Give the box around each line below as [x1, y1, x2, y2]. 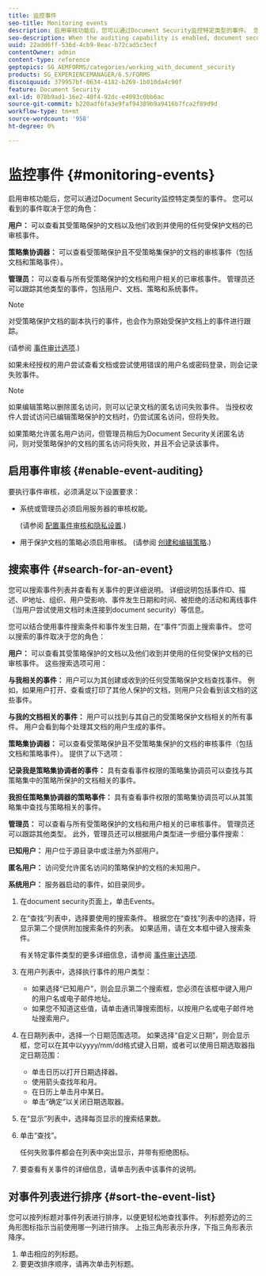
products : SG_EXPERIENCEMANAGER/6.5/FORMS [8, 71, 150, 79]
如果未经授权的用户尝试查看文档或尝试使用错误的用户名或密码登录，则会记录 [8, 359, 258, 369]
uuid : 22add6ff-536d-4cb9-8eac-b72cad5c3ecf [8, 41, 158, 49]
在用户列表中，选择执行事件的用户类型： [19, 967, 152, 977]
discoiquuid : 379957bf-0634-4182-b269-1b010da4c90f [8, 78, 182, 86]
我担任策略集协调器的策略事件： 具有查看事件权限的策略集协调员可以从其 [8, 793, 246, 802]
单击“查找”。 [19, 1131, 62, 1140]
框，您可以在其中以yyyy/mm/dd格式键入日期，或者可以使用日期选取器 [19, 1040, 249, 1050]
